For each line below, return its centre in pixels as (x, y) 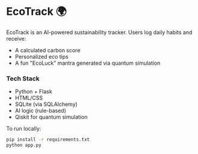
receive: (16, 38)
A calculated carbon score (48, 50)
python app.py (24, 145)
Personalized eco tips (42, 56)
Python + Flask (34, 92)
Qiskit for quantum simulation (51, 117)
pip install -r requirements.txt (48, 140)
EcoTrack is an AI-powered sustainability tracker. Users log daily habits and (99, 32)
